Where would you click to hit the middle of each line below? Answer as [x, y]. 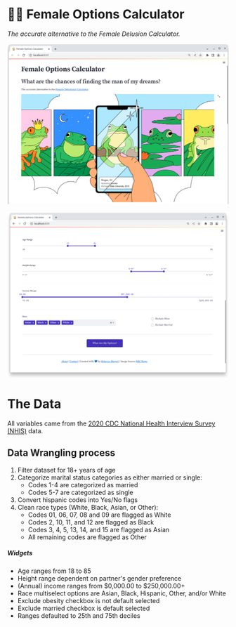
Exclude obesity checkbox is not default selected [88, 600]
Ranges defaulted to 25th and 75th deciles [79, 615]
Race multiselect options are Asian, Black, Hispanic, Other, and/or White [122, 593]
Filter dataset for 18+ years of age [66, 470]
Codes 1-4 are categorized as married [83, 484]
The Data [34, 404]
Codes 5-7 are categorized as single [80, 492]
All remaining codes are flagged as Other [87, 537]
